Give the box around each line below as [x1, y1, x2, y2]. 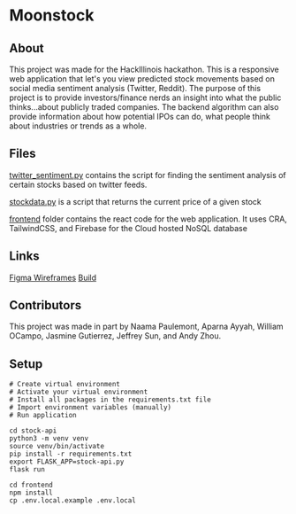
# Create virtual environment [9, 380, 121, 389]
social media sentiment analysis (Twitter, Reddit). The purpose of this [9, 83, 262, 93]
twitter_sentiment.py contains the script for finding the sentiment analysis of [9, 169, 287, 180]
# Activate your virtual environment [9, 387, 148, 397]
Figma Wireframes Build [9, 272, 97, 283]
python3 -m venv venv [9, 434, 89, 443]
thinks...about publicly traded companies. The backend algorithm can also [9, 102, 279, 112]
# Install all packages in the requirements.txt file [9, 395, 212, 404]
